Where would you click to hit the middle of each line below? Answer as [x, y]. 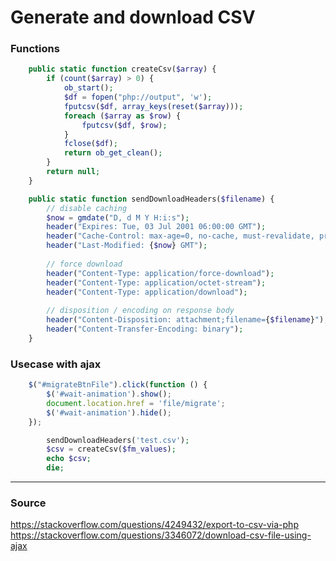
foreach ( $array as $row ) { [122, 116]
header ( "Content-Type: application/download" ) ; [147, 292]
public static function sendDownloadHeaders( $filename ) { [151, 199]
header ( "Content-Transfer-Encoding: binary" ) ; [145, 329]
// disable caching [87, 208]
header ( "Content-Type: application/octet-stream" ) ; [156, 282]
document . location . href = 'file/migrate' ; [136, 403]
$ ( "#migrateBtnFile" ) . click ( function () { [118, 385]
